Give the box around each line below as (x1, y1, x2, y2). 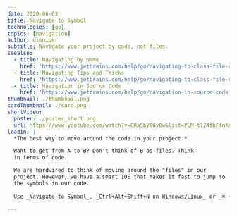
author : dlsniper (7, 37, 59, 44)
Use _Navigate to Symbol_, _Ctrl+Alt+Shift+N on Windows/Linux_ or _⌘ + (13, 193, 232, 200)
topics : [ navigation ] (7, 30, 71, 37)
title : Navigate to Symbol (7, 17, 87, 24)
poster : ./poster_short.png (13, 115, 97, 122)
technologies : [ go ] (7, 23, 65, 30)
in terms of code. (13, 154, 68, 161)
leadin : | (7, 128, 37, 135)
